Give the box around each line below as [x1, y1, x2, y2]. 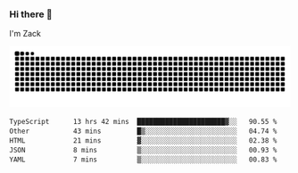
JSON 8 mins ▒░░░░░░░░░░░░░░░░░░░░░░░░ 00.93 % [9, 145, 277, 154]
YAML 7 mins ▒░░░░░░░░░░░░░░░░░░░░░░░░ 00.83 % [9, 155, 277, 164]
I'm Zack [9, 29, 42, 39]
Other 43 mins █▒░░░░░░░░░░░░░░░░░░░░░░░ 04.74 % [9, 127, 277, 136]
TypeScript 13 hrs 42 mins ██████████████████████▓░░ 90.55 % [9, 118, 277, 127]
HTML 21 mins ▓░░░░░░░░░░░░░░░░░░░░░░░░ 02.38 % [9, 136, 277, 145]
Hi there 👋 [9, 8, 54, 21]
